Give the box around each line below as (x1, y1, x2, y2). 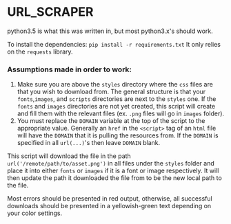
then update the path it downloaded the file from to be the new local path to (7, 174, 222, 182)
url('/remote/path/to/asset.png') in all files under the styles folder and (7, 159, 215, 168)
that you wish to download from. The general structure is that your (17, 87, 206, 96)
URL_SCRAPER (7, 4, 94, 20)
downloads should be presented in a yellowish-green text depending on (7, 202, 212, 210)
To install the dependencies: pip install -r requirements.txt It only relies (7, 40, 221, 48)
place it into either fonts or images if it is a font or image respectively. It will (7, 166, 219, 175)
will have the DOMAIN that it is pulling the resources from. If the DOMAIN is (17, 131, 219, 139)
